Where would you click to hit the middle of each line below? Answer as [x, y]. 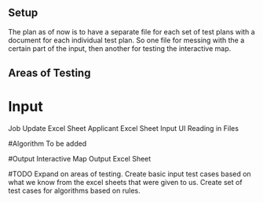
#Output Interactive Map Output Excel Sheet [80, 159]
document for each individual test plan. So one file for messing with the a [126, 40]
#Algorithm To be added [47, 143]
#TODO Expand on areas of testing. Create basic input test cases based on [130, 174]
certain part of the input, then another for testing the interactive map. [120, 48]
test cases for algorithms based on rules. [75, 190]
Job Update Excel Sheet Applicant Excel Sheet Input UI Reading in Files [124, 129]
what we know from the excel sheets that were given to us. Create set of [125, 183]
